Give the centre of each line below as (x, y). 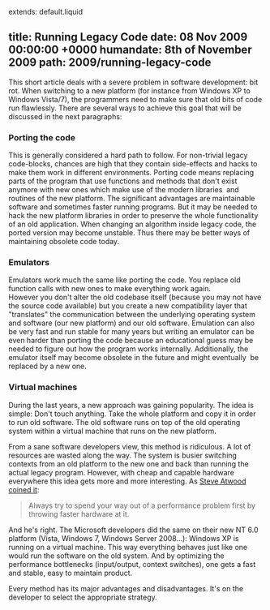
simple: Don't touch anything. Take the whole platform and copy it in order (132, 414)
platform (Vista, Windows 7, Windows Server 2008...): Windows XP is (124, 538)
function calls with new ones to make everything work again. (110, 289)
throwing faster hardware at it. (79, 513)
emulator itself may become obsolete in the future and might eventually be (134, 358)
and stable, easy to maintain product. (71, 573)
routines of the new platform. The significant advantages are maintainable (132, 199)
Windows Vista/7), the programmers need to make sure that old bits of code (135, 99)
